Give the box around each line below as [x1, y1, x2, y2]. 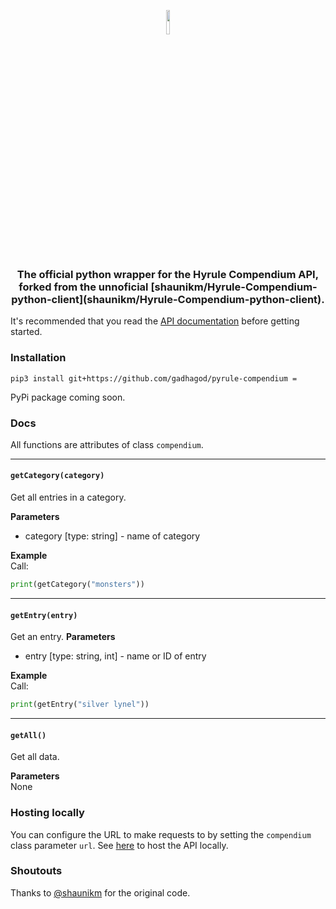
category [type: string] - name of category [24, 530, 201, 542]
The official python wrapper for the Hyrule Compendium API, [16, 267, 320, 281]
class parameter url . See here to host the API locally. [10, 839, 229, 851]
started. [10, 326, 43, 338]
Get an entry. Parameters [10, 631, 116, 643]
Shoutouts [10, 864, 63, 878]
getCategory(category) [10, 471, 105, 481]
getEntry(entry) [10, 610, 78, 620]
